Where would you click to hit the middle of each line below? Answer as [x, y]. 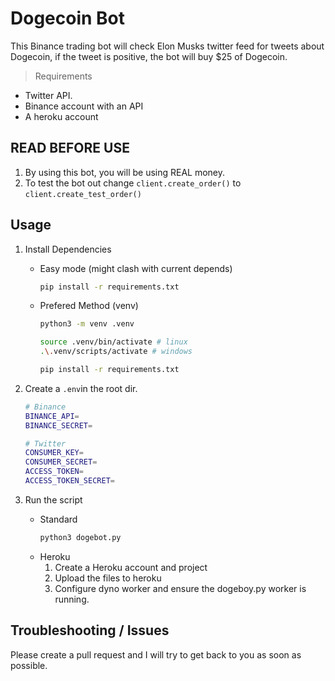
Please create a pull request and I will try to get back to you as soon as [156, 654]
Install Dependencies [68, 249]
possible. [29, 665]
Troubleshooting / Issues [90, 630]
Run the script [53, 499]
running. [72, 599]
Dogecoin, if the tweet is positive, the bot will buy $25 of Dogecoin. [149, 56]
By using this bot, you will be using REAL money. [125, 172]
